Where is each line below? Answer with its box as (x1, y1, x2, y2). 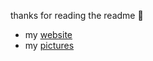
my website (24, 29, 73, 40)
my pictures (24, 40, 75, 51)
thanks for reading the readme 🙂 (10, 10, 144, 21)
